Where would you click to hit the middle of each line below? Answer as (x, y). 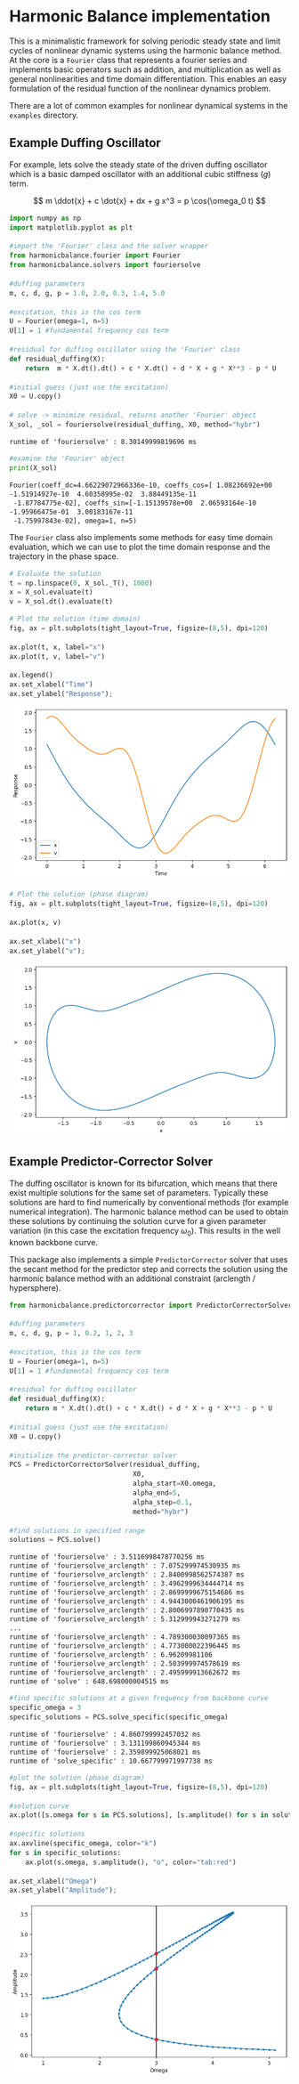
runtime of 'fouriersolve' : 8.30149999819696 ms (103, 442)
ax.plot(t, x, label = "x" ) (57, 647)
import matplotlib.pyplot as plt (71, 227)
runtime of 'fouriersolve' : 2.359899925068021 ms (105, 1752)
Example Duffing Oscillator (85, 143)
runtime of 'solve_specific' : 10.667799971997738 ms (111, 1761)
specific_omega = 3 (45, 1708)
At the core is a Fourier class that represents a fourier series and (128, 60)
